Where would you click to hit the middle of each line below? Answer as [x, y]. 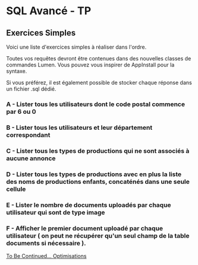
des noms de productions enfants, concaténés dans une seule [98, 181]
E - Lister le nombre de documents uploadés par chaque [89, 205]
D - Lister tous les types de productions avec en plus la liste [94, 174]
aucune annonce [31, 158]
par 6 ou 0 [21, 111]
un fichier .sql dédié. [31, 89]
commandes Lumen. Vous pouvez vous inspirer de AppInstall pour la [90, 65]
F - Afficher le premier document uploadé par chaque [85, 228]
